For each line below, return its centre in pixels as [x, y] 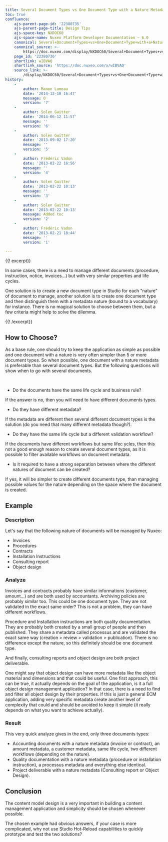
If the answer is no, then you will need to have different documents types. [81, 400]
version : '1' [37, 242]
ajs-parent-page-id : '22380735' [48, 24]
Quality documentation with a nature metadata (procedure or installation [87, 759]
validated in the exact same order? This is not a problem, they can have [79, 607]
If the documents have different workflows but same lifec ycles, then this [80, 444]
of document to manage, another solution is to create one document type [81, 296]
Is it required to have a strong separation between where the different [84, 464]
